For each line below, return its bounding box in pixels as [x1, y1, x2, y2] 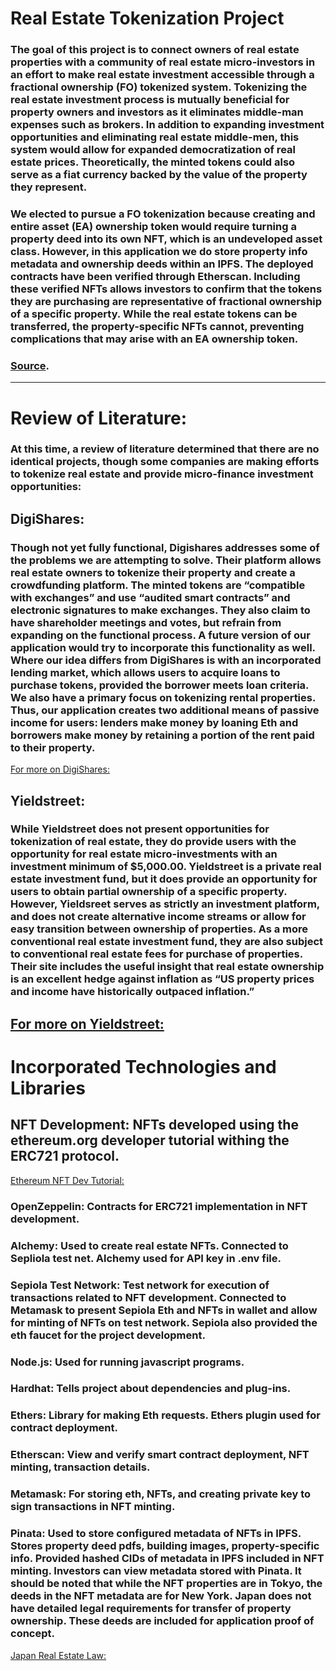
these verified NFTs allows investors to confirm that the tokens [10, 282, 323, 296]
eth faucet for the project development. [10, 1328, 206, 1342]
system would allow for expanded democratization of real [10, 143, 296, 157]
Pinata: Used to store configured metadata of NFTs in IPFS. [10, 1527, 302, 1541]
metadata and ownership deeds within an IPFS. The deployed [10, 257, 314, 271]
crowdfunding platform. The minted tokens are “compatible [10, 578, 306, 592]
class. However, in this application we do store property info [10, 245, 308, 259]
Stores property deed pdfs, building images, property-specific [10, 1539, 320, 1553]
